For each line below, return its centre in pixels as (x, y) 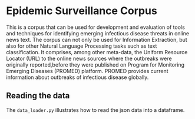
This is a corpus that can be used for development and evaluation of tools (96, 27)
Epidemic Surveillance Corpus (82, 11)
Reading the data (38, 96)
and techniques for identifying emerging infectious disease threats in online (98, 33)
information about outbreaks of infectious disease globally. (77, 77)
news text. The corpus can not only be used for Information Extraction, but (97, 39)
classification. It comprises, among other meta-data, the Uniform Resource (97, 52)
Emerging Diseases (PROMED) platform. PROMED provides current (87, 71)
